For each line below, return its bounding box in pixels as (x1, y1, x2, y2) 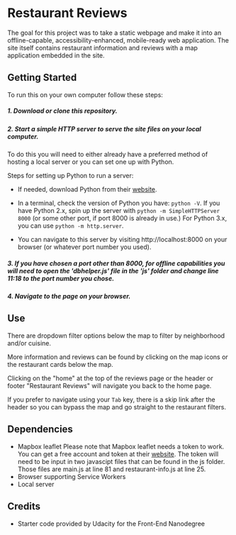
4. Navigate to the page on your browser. (7, 292, 131, 301)
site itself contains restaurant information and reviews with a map (7, 43, 198, 52)
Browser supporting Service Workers (17, 472, 126, 480)
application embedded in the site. (7, 51, 105, 60)
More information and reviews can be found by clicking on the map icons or (7, 353, 228, 361)
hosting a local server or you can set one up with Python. (7, 158, 174, 166)
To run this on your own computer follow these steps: (7, 90, 163, 99)
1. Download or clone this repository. (7, 106, 118, 115)
